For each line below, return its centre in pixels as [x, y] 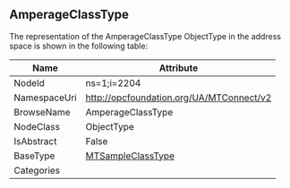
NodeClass [37, 126]
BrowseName [42, 112]
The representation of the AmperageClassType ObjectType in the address [145, 36]
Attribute [179, 68]
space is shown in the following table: [79, 46]
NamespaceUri [46, 98]
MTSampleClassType [130, 156]
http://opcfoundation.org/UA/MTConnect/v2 [179, 98]
